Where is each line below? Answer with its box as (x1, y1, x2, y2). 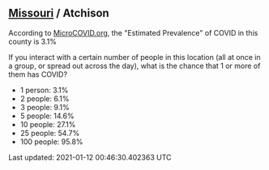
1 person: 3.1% (19, 85, 69, 95)
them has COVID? (8, 69, 67, 79)
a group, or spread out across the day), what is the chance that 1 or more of (8, 61, 261, 70)
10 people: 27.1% (19, 119, 76, 129)
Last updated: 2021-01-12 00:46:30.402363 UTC (8, 152, 172, 162)
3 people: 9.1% (19, 102, 70, 112)
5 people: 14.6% (19, 111, 75, 121)
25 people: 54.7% (19, 128, 80, 138)
